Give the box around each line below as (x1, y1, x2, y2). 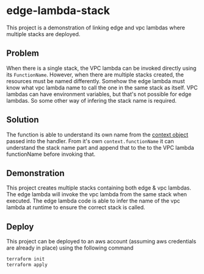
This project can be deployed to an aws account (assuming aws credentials (6, 238, 197, 245)
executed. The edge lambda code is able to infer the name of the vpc (6, 197, 180, 205)
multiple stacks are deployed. (6, 30, 81, 37)
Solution (6, 114, 39, 125)
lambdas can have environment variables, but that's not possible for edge (6, 90, 192, 98)
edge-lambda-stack (6, 4, 110, 18)
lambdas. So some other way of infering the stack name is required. (6, 97, 177, 104)
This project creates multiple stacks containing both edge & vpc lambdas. (6, 184, 191, 191)
